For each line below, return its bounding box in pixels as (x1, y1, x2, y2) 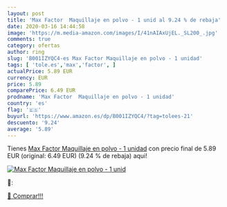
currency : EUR (7, 74, 48, 81)
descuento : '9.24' (7, 119, 60, 126)
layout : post (7, 10, 45, 17)
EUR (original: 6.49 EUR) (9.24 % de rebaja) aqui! (7, 152, 147, 160)
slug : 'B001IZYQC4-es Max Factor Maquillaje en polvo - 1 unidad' (7, 55, 203, 62)
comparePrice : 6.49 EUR (7, 87, 76, 94)
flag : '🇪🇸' (7, 106, 42, 113)
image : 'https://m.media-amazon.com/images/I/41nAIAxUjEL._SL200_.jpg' (7, 29, 218, 37)
